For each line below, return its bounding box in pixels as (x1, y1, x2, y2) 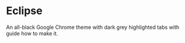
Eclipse (6, 4, 43, 18)
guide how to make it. (6, 29, 59, 37)
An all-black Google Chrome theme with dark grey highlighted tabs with (6, 24, 180, 31)
